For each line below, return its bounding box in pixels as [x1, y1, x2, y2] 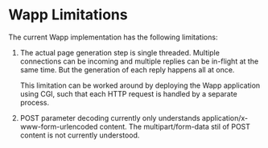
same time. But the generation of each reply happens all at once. [19, 64, 235, 74]
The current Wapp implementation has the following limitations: [8, 32, 218, 42]
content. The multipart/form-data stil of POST [99, 121, 251, 131]
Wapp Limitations [8, 6, 128, 24]
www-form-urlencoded [19, 121, 98, 131]
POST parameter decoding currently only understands [19, 113, 200, 122]
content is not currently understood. [19, 130, 140, 140]
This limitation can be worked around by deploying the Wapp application [19, 80, 261, 90]
